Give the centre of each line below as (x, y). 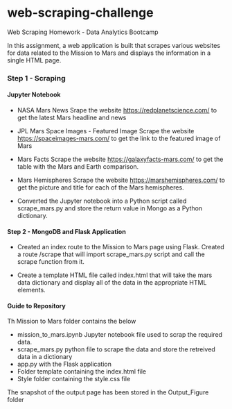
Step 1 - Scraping (36, 78)
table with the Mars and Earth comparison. (78, 167)
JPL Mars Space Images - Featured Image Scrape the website (106, 131)
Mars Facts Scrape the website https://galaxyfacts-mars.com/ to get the (120, 159)
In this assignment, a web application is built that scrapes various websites (114, 45)
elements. (32, 290)
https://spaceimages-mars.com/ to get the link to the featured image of (119, 139)
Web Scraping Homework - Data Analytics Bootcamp (83, 32)
